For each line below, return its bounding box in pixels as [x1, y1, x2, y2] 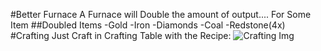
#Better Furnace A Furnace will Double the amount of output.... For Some [10, 9, 312, 20]
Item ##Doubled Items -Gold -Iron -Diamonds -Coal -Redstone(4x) [10, 19, 286, 31]
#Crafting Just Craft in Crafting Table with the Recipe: [10, 30, 232, 41]
